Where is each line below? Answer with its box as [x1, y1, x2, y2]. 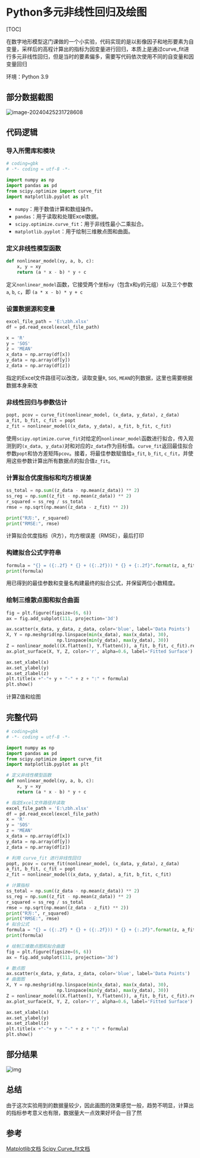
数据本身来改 [6, 381, 37, 389]
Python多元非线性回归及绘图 [6, 5, 147, 19]
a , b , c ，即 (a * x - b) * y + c [6, 288, 83, 295]
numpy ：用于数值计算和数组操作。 [14, 205, 96, 212]
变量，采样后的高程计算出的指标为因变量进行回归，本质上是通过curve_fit [6, 45, 185, 53]
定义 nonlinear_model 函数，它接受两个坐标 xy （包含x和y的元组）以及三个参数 [6, 280, 193, 288]
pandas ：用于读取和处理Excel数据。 [14, 213, 102, 220]
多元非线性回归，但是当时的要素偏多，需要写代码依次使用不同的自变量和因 [11, 53, 194, 60]
